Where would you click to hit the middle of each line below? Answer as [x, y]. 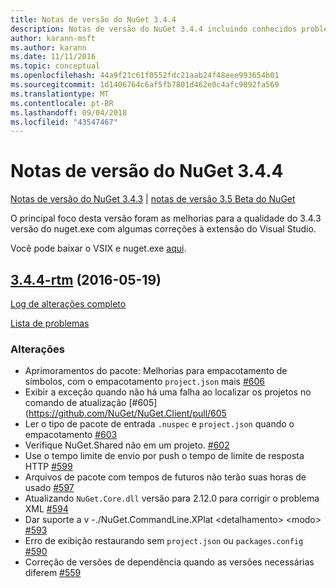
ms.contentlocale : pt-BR [62, 103]
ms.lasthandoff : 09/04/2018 [69, 112]
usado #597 [49, 488]
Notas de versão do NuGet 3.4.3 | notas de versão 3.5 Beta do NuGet [153, 199]
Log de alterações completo [68, 304]
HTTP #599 [48, 467]
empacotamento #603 [71, 435]
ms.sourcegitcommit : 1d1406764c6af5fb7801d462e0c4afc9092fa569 [145, 85]
